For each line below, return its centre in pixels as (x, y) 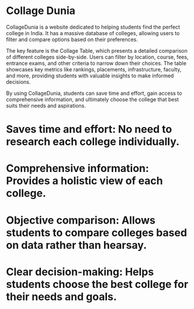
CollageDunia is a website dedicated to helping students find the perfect (93, 27)
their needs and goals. (61, 296)
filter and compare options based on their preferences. (72, 39)
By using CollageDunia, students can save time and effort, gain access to (94, 93)
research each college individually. (93, 142)
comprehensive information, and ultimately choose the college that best (93, 99)
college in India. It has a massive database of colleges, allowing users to (93, 33)
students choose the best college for (97, 284)
